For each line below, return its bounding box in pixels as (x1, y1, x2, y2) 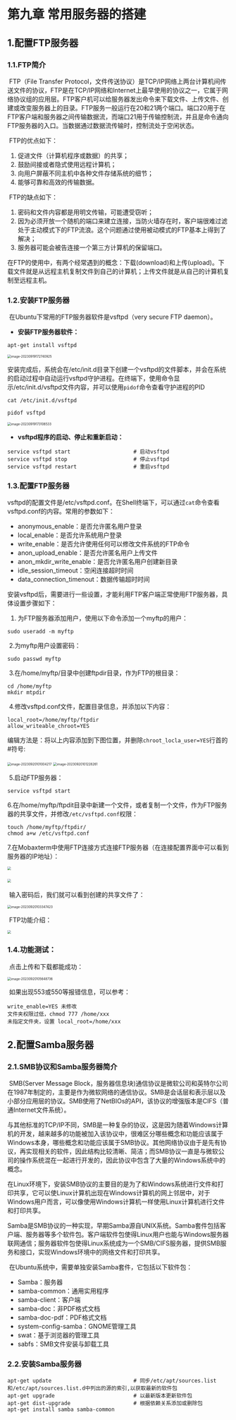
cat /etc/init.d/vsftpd (7, 397, 77, 404)
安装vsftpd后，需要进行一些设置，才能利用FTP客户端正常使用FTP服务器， (7, 590, 222, 599)
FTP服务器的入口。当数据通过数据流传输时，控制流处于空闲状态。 (7, 121, 199, 129)
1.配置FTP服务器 (7, 37, 79, 49)
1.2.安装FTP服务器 (7, 295, 70, 305)
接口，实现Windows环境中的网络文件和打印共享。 (19, 1248, 164, 1257)
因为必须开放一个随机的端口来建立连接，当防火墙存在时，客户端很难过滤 (17, 216, 228, 225)
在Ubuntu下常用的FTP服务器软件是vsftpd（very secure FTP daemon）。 (8, 312, 217, 322)
